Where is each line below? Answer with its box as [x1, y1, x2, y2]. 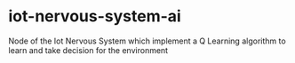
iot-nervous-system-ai [8, 6, 181, 27]
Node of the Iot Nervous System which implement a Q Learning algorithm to [8, 35, 286, 46]
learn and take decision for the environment [8, 44, 169, 55]
